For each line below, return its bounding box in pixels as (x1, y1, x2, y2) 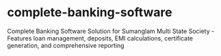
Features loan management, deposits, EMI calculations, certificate (7, 34, 194, 42)
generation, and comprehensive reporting (7, 41, 125, 49)
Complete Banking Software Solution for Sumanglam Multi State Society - (7, 27, 215, 35)
